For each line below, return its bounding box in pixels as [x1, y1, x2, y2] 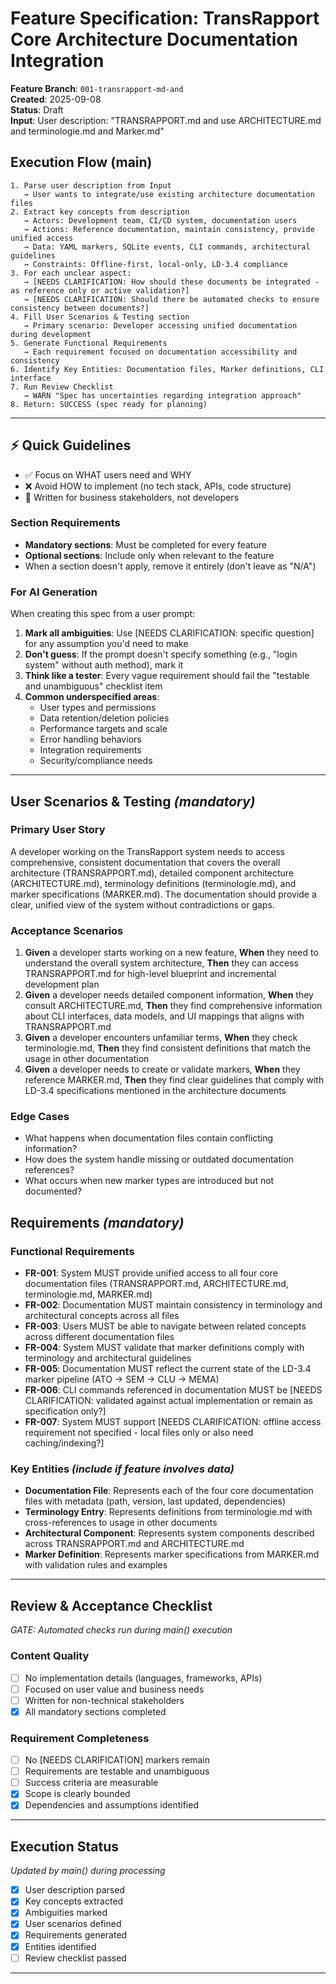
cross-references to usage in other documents [24, 1517, 218, 1529]
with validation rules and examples [24, 1559, 168, 1571]
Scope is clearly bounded [24, 1788, 131, 1800]
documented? [24, 1185, 83, 1197]
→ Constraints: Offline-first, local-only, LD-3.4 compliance [23, 259, 288, 269]
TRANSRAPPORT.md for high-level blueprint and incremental [24, 968, 277, 980]
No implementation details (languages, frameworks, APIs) [24, 1672, 263, 1684]
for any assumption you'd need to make [24, 638, 189, 650]
